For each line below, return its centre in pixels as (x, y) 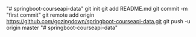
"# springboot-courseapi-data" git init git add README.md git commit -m (97, 9)
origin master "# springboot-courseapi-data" (62, 27)
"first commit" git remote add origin (50, 15)
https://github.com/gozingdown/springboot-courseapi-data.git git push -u (98, 21)
